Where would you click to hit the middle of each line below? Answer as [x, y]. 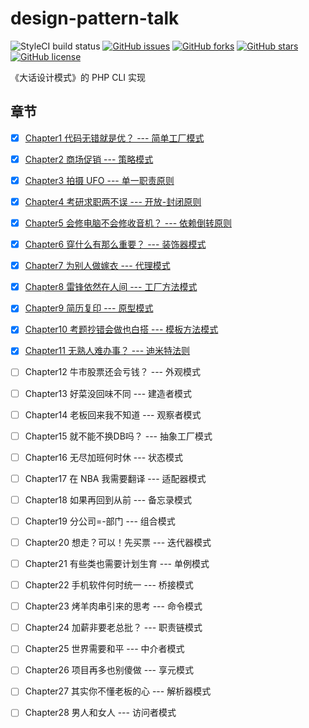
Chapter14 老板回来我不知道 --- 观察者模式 [113, 414]
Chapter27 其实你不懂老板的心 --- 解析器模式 [118, 691]
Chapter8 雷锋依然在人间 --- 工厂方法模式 [111, 287]
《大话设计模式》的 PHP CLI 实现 [78, 77]
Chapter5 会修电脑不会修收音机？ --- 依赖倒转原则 [128, 223]
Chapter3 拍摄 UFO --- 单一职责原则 [99, 180]
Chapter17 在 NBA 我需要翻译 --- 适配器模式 [115, 478]
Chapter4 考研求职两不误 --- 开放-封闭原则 [113, 201]
